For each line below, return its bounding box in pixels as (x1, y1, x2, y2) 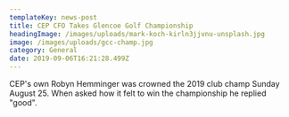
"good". (9, 97, 37, 107)
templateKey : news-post (9, 12, 98, 22)
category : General (9, 46, 78, 55)
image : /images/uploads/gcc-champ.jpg (9, 37, 153, 47)
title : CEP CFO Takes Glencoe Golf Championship (9, 21, 194, 30)
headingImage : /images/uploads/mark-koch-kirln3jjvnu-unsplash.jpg (9, 29, 266, 38)
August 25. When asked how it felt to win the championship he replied (9, 88, 267, 98)
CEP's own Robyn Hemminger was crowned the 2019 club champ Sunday (9, 79, 280, 89)
